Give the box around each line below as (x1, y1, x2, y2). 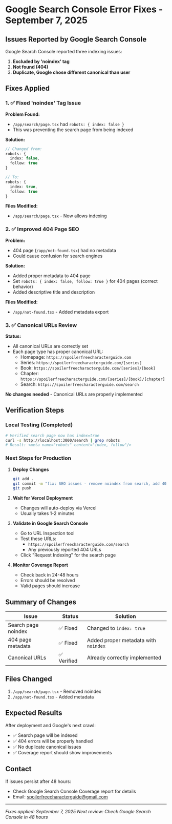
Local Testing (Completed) (5, 421, 73, 428)
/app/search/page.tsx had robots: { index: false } (12, 121, 124, 127)
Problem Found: (5, 111, 40, 117)
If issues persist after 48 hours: (5, 778, 72, 785)
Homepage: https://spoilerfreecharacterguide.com (20, 354, 132, 360)
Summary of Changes (5, 598, 77, 606)
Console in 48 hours (5, 814, 48, 820)
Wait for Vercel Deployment (12, 495, 73, 501)
